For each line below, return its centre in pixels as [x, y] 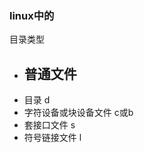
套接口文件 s [49, 125]
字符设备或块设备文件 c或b [78, 113]
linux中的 [32, 15]
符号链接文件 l [52, 138]
